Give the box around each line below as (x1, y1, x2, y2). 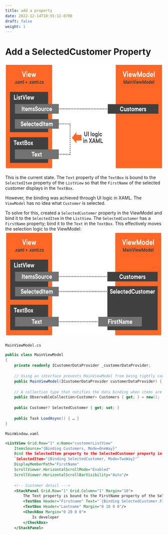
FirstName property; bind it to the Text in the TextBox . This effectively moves (5, 220, 161, 226)
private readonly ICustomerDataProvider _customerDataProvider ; (14, 363, 151, 368)
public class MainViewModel (5, 352, 64, 357)
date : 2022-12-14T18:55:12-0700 (5, 13, 72, 19)
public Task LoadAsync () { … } (14, 416, 79, 421)
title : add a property (5, 8, 52, 13)
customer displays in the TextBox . (5, 185, 74, 191)
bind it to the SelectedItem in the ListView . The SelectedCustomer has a (5, 215, 151, 221)
